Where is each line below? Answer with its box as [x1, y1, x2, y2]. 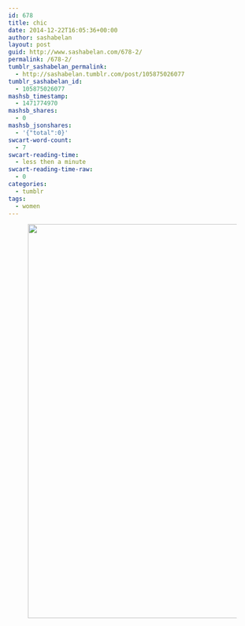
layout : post [8, 41, 51, 49]
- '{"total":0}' [15, 129, 69, 136]
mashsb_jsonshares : [8, 121, 72, 129]
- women [15, 202, 41, 210]
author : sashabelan [8, 33, 72, 42]
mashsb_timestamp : [8, 92, 69, 100]
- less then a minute [15, 158, 87, 166]
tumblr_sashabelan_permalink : [8, 63, 108, 71]
